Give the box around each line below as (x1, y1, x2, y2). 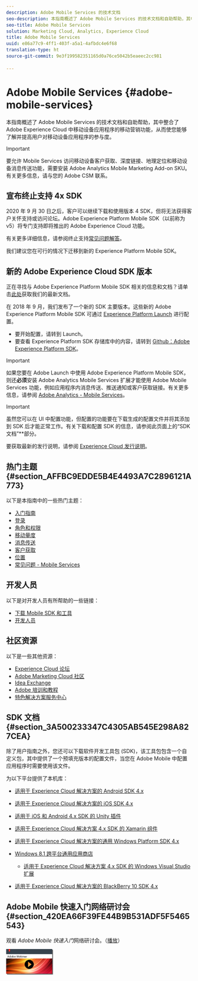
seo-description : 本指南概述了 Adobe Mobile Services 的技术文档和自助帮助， (6, 15, 187, 22)
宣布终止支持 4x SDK (6, 191, 82, 201)
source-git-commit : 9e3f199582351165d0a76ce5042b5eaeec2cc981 (6, 53, 162, 59)
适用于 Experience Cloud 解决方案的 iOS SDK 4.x (14, 800, 134, 807)
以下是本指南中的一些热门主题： (6, 497, 84, 504)
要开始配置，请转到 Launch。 (14, 331, 87, 338)
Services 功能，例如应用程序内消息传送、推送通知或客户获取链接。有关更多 (6, 384, 189, 391)
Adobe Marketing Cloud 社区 (14, 672, 85, 679)
